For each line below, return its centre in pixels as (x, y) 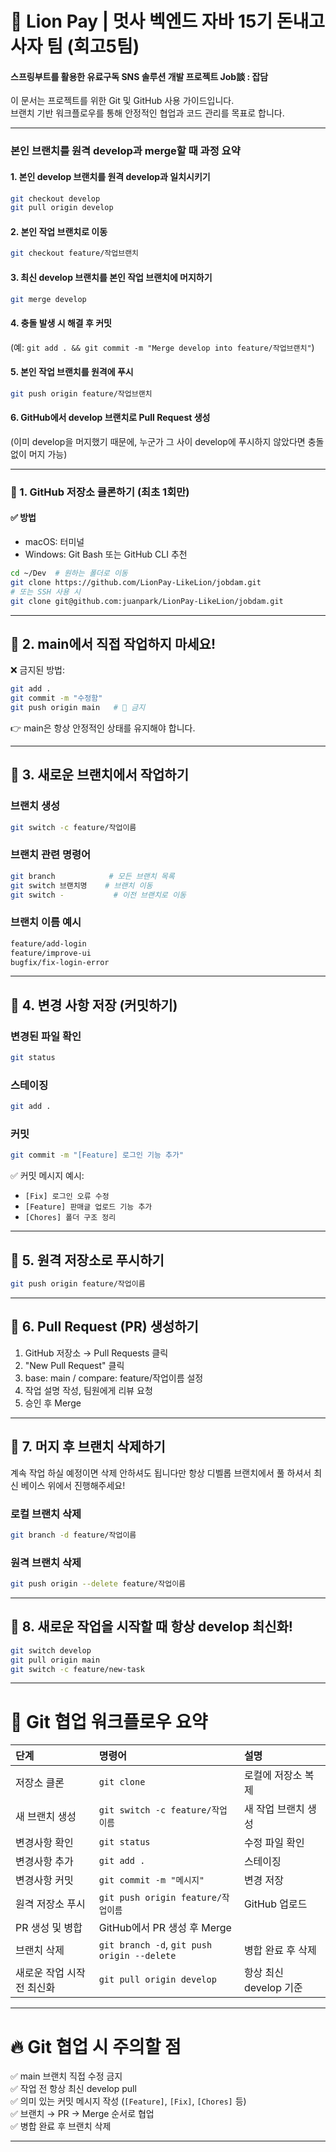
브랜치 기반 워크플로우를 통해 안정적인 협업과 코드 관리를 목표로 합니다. (147, 113)
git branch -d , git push (155, 1945)
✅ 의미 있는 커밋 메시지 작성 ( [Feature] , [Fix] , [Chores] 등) (128, 2101)
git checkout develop (55, 198)
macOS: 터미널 (54, 542)
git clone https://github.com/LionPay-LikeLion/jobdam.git (136, 582)
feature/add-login (48, 943)
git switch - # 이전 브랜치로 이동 (98, 895)
